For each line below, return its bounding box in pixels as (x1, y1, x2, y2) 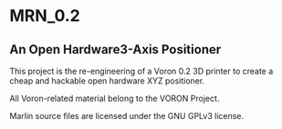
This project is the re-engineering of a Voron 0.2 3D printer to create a (9, 65, 274, 76)
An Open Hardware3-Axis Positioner (9, 42, 222, 57)
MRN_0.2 (9, 5, 80, 26)
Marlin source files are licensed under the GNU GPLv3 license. (9, 111, 245, 121)
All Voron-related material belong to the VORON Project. (9, 93, 220, 104)
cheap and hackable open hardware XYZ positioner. (9, 75, 205, 86)
